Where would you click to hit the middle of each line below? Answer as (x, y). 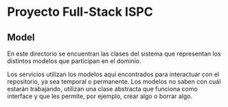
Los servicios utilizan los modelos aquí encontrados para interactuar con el (113, 74)
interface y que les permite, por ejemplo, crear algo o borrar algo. (100, 96)
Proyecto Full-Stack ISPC (80, 12)
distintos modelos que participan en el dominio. (74, 61)
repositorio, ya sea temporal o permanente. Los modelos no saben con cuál (114, 82)
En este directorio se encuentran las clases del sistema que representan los (114, 53)
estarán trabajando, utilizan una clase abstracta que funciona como (102, 89)
